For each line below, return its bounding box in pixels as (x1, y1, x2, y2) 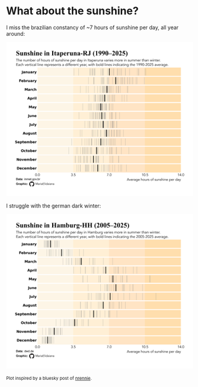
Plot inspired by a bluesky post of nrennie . (6, 375, 92, 381)
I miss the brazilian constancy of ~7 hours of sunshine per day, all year (6, 24, 179, 31)
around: (6, 30, 25, 37)
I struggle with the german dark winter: (6, 202, 101, 209)
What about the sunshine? (6, 4, 139, 18)
